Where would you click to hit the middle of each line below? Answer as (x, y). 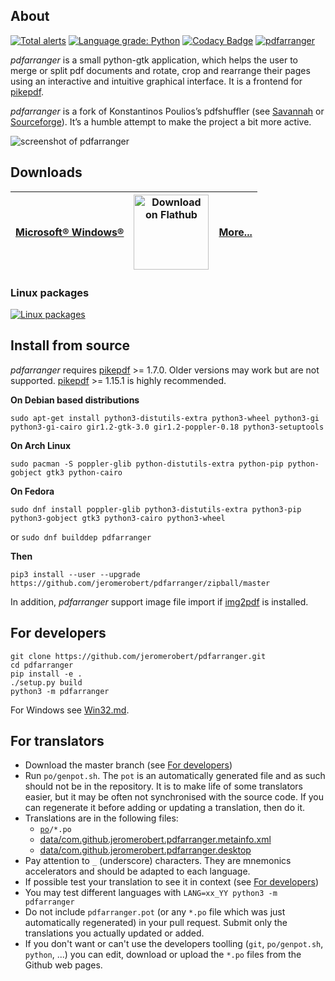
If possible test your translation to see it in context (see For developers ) (171, 882)
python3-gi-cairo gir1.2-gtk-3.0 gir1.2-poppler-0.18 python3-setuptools (167, 427)
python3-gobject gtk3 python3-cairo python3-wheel (118, 518)
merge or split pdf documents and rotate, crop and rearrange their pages (160, 70)
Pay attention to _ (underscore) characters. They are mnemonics (158, 861)
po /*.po (55, 830)
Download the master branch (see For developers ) (128, 765)
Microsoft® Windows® (70, 232)
